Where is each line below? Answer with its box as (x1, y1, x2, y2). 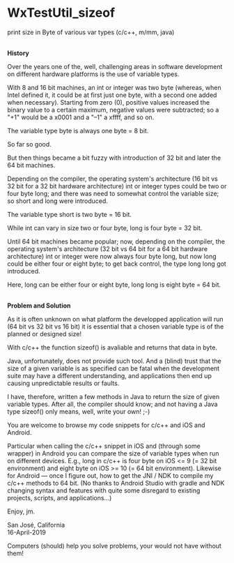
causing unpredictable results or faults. (7, 379, 120, 387)
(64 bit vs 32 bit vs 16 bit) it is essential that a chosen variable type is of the (7, 322, 224, 331)
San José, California (7, 520, 65, 529)
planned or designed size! (7, 329, 82, 338)
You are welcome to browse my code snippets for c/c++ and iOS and (7, 421, 205, 429)
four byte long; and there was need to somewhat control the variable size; (7, 189, 219, 197)
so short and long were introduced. (7, 197, 108, 205)
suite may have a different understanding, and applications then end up (7, 371, 212, 380)
